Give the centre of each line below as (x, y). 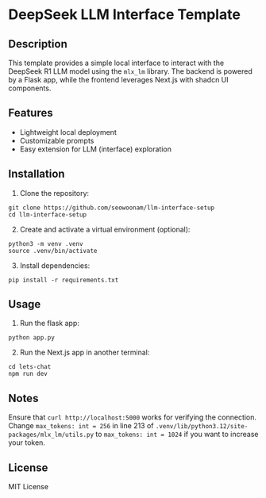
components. (30, 88)
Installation (37, 174)
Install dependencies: (55, 265)
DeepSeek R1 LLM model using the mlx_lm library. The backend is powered (130, 71)
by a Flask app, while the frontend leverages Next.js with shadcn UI (118, 80)
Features (31, 113)
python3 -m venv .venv (46, 243)
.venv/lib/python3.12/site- (202, 427)
